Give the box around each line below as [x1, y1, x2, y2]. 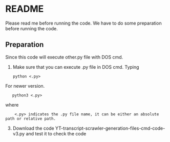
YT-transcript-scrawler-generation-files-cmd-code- [55, 125, 165, 131]
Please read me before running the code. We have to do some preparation [5, 20, 162, 26]
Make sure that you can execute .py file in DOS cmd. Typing [12, 64, 139, 70]
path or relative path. [5, 116, 56, 121]
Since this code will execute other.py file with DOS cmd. [5, 54, 123, 60]
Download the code [12, 125, 55, 131]
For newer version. [5, 83, 45, 89]
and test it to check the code [26, 130, 87, 136]
